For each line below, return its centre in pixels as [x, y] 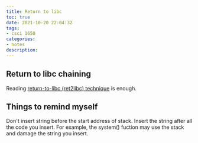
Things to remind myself [52, 107]
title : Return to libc [34, 12]
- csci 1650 [21, 34]
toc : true [18, 17]
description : [22, 50]
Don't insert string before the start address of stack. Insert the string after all [99, 121]
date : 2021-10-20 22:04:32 [39, 22]
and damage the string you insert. [47, 134]
